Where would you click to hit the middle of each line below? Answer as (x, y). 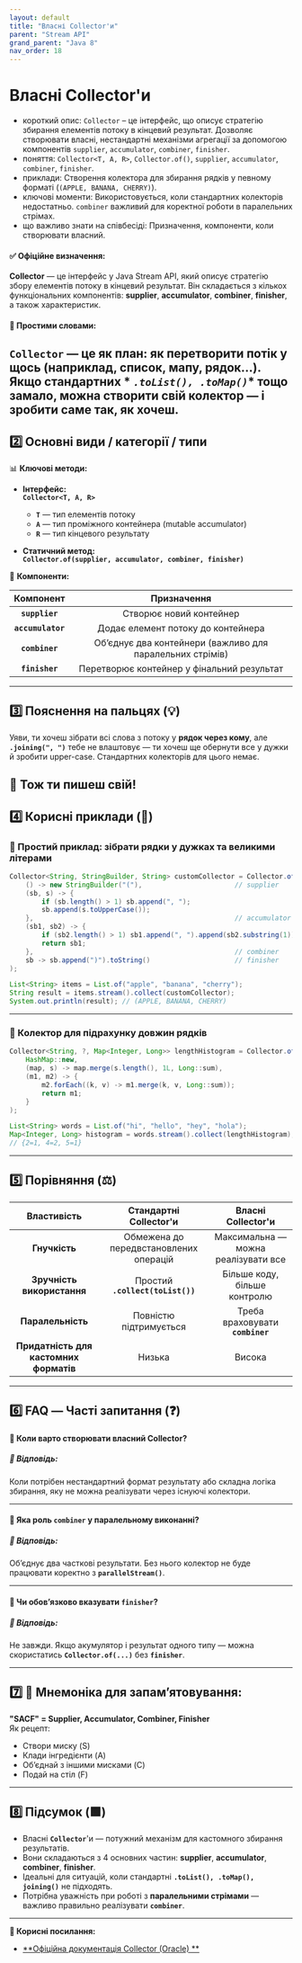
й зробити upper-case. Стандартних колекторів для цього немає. (134, 756)
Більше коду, (251, 1273)
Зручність (54, 1280)
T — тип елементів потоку (86, 514)
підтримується (154, 1326)
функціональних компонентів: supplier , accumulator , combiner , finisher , (148, 295)
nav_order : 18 (36, 51)
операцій (154, 1259)
